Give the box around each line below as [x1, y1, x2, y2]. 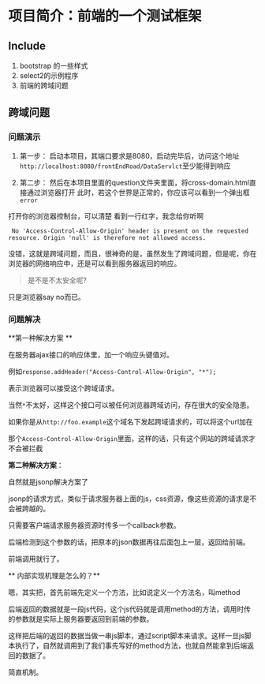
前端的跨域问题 [19, 80, 69, 90]
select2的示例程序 [19, 71, 79, 80]
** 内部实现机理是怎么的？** [8, 570, 100, 580]
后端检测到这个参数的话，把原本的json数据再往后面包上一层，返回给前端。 [8, 537, 250, 547]
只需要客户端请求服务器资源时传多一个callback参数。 [8, 520, 181, 529]
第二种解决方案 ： [8, 460, 64, 469]
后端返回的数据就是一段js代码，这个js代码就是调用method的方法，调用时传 [8, 604, 251, 614]
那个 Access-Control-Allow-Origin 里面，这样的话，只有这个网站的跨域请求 [8, 433, 249, 443]
